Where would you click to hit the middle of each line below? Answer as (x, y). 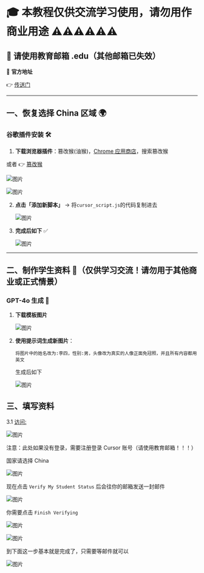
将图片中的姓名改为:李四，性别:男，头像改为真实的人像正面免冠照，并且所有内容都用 (106, 354)
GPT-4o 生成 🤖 (28, 301)
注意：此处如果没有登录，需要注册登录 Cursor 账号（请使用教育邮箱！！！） (101, 448)
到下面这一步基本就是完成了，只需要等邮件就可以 (67, 551)
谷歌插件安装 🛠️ (29, 135)
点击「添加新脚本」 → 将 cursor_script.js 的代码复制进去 (86, 205)
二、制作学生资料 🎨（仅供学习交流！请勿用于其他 (98, 271)
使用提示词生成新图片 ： (44, 341)
